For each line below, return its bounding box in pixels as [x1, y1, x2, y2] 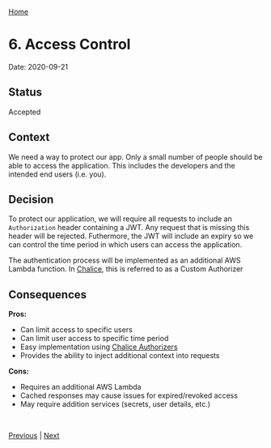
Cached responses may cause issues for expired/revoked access [19, 390, 239, 400]
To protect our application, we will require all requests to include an [8, 214, 232, 224]
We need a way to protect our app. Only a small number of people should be [8, 151, 263, 161]
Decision [8, 192, 54, 206]
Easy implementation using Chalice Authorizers [19, 342, 178, 352]
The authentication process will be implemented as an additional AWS [8, 255, 241, 266]
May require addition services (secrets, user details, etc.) [19, 399, 211, 409]
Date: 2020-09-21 [8, 62, 69, 71]
